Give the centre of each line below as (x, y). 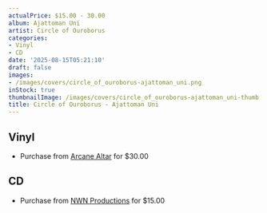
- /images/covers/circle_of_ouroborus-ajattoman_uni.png (105, 82)
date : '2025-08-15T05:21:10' (57, 61)
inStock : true (32, 90)
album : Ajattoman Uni (44, 23)
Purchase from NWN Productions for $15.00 (92, 200)
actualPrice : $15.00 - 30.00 (57, 16)
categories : (28, 38)
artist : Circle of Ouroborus (57, 30)
